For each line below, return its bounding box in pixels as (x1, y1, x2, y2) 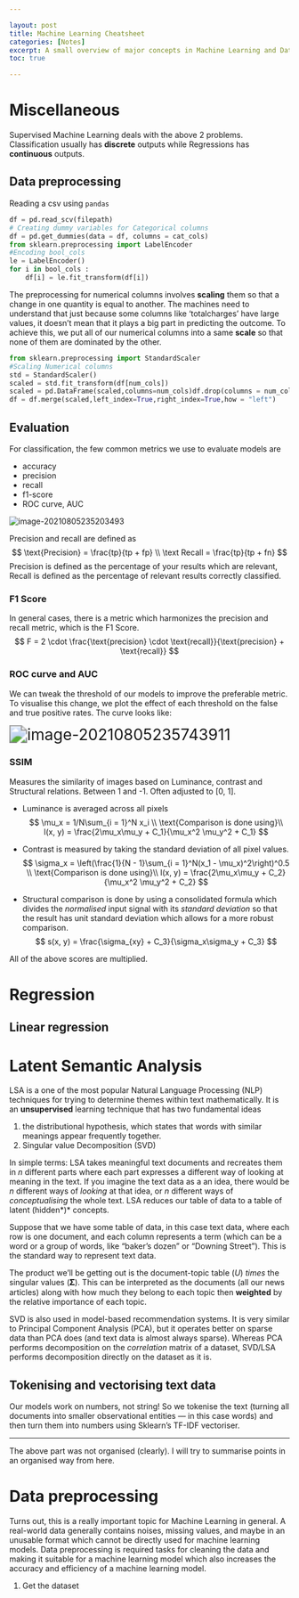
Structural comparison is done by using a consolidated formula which (21, 893, 278, 904)
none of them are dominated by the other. (9, 336, 162, 347)
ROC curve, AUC (21, 498, 85, 509)
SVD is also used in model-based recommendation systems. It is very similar (9, 1314, 290, 1325)
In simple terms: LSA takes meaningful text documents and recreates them (9, 1157, 283, 1168)
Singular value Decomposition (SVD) (21, 1140, 157, 1151)
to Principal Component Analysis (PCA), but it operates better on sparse (9, 1324, 273, 1334)
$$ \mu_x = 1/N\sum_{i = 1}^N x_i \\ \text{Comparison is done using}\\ (28, 817, 284, 828)
